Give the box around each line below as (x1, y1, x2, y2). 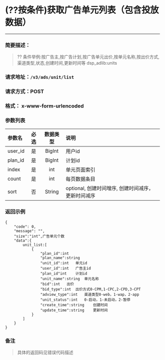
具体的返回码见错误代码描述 (17, 349, 74, 355)
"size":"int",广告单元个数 (14, 234, 65, 239)
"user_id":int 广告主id (40, 266, 91, 271)
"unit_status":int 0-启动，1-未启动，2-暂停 (40, 297, 131, 302)
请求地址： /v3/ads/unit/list (5, 73, 75, 80)
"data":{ (14, 238, 32, 243)
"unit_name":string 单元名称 (40, 276, 99, 281)
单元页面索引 (65, 166, 96, 173)
